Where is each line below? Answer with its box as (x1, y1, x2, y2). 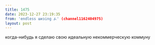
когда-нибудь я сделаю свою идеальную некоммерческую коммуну (5, 34, 151, 40)
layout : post (5, 21, 32, 26)
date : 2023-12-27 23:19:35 (5, 12, 61, 17)
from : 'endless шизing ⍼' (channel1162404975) (5, 16, 103, 21)
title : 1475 (5, 7, 30, 12)
